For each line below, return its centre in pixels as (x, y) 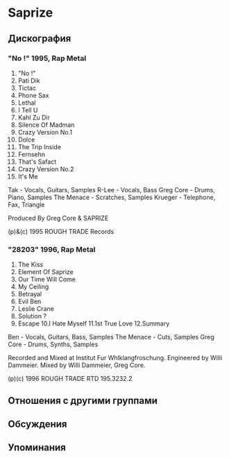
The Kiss (31, 264)
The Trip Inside (40, 146)
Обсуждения (37, 424)
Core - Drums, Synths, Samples (53, 344)
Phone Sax (33, 95)
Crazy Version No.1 (45, 132)
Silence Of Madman (46, 125)
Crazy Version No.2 (46, 169)
